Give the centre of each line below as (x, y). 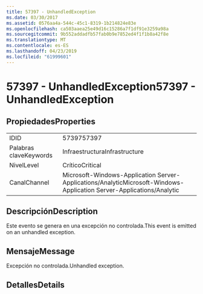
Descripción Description (52, 212)
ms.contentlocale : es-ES (37, 46)
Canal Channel (29, 182)
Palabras (22, 147)
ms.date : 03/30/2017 (32, 18)
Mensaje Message (40, 251)
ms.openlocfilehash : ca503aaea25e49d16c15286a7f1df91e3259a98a (88, 29)
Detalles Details (36, 285)
